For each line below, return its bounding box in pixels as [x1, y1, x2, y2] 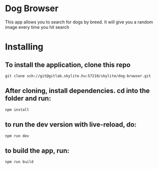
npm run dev [5, 133, 29, 138]
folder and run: [5, 94, 51, 103]
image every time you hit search [5, 24, 70, 30]
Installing [5, 41, 44, 53]
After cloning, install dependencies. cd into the [5, 87, 150, 95]
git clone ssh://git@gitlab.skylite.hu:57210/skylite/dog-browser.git [5, 74, 151, 78]
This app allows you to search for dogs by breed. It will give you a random [5, 19, 153, 25]
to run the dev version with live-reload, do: [5, 120, 137, 129]
